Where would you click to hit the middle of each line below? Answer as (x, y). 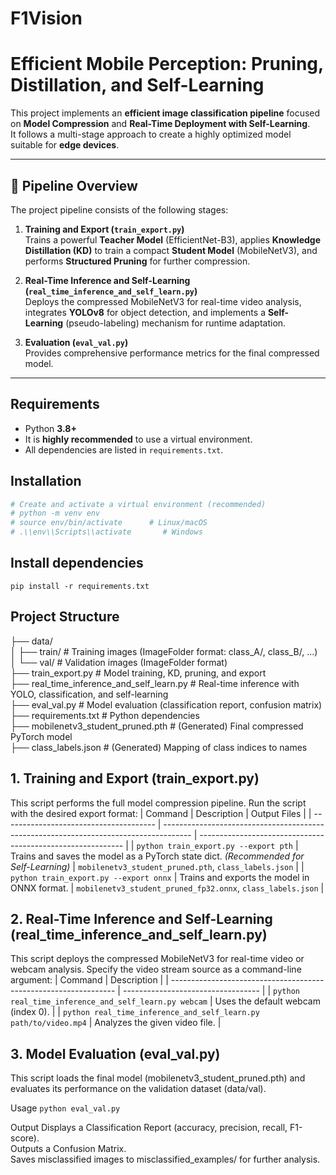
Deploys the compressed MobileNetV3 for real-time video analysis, (163, 301)
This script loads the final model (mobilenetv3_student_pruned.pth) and (158, 1078)
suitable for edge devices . (65, 145)
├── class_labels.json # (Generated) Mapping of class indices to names (159, 747)
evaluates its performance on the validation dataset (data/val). (138, 1089)
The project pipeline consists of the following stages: (119, 209)
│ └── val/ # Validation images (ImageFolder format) (119, 662)
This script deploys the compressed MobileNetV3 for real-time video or (157, 959)
